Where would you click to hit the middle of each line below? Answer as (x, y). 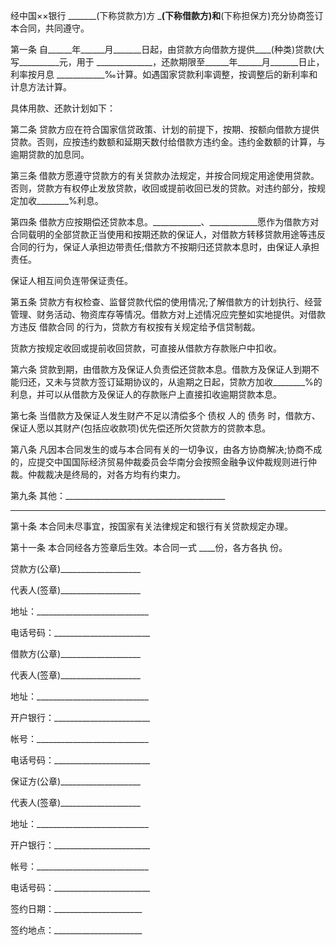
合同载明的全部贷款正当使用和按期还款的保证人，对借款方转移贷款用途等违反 (168, 234)
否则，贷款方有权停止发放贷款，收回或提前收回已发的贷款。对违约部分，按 (163, 188)
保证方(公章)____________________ (75, 781)
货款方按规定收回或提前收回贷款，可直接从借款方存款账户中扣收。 (146, 348)
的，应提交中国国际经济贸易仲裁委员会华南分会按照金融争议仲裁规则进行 (159, 462)
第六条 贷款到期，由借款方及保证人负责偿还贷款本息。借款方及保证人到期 (160, 369)
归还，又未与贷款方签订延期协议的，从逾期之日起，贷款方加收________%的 (170, 382)
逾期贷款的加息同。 (50, 154)
